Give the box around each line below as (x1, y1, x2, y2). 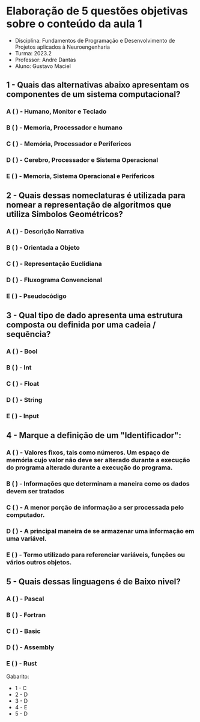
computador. (6, 511, 45, 519)
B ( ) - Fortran (6, 611, 46, 619)
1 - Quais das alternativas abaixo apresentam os (6, 80, 190, 90)
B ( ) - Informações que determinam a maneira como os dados (6, 480, 190, 488)
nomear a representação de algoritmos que (6, 200, 172, 210)
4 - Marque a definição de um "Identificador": (6, 430, 181, 440)
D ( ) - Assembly (6, 643, 55, 652)
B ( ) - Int (6, 363, 32, 372)
